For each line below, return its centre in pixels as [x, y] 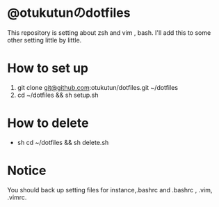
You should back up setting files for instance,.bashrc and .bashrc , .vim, [110, 190]
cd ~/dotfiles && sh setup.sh [58, 95]
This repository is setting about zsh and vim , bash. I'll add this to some [109, 32]
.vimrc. [17, 197]
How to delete [48, 123]
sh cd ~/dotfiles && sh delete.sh [63, 142]
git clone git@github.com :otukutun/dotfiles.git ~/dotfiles [98, 87]
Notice [27, 171]
